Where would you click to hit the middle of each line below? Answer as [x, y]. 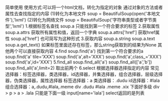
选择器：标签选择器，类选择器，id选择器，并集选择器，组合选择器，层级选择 [84, 74]
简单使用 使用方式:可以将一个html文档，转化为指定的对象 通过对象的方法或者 [84, 7]
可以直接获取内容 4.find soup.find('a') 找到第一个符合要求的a [81, 51]
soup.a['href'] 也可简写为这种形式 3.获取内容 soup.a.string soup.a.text [83, 38]
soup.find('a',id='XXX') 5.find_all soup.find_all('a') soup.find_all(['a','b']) [78, 62]
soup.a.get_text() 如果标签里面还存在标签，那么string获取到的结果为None [81, 45]
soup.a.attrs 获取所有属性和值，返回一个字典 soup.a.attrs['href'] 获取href [80, 32]
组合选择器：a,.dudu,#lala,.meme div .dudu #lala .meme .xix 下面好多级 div [82, 87]
